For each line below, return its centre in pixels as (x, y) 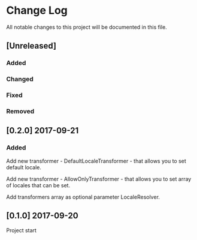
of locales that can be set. (38, 185)
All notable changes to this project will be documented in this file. (87, 27)
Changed (20, 79)
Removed (20, 112)
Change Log (37, 10)
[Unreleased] (31, 46)
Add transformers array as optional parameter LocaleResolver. (83, 197)
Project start (22, 230)
